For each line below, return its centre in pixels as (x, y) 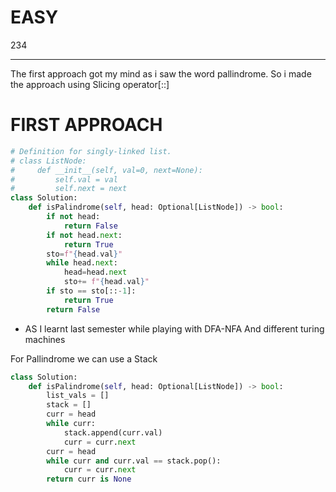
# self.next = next (69, 189)
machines (45, 339)
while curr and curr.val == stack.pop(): (134, 461)
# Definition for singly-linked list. (91, 151)
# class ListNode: (48, 161)
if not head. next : (84, 235)
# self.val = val (64, 179)
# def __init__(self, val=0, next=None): (106, 170)
